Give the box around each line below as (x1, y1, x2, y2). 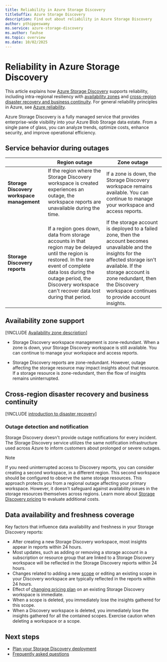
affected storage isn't (106, 256, 157, 263)
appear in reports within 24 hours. (12, 544, 83, 550)
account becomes (106, 237, 149, 244)
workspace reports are (48, 198, 101, 205)
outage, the (48, 192, 75, 199)
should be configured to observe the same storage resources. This (5, 475, 142, 481)
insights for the (106, 250, 142, 257)
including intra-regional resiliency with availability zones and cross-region (5, 93, 157, 100)
